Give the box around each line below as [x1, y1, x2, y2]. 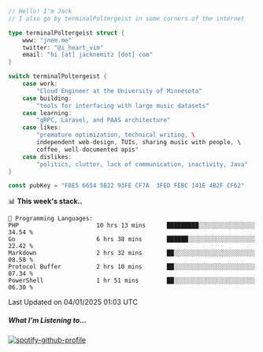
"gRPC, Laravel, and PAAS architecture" [36, 117, 171, 124]
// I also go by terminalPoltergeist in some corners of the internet [8, 14, 245, 23]
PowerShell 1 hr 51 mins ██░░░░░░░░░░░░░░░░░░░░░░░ [8, 276, 256, 285]
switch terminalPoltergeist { [8, 72, 108, 80]
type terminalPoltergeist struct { [8, 28, 125, 37]
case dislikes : [22, 153, 72, 161]
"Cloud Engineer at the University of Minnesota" [36, 87, 202, 94]
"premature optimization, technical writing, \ [36, 131, 195, 139]
